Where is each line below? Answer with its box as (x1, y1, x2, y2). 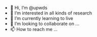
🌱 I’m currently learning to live (10, 15, 74, 21)
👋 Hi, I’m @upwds (10, 5, 47, 10)
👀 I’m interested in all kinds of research (10, 10, 92, 16)
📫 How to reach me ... (10, 26, 58, 32)
